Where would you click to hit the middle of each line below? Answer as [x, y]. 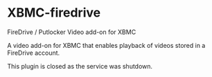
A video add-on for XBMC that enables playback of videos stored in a [106, 45]
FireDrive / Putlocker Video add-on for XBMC [72, 32]
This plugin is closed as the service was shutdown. [80, 66]
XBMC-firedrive [54, 13]
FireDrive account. [34, 53]
